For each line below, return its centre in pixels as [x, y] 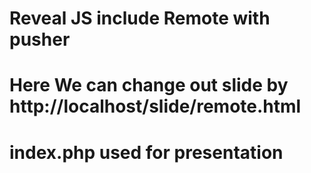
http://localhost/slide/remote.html [155, 106]
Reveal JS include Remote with [140, 18]
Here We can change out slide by [149, 85]
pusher [40, 39]
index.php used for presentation [146, 152]
